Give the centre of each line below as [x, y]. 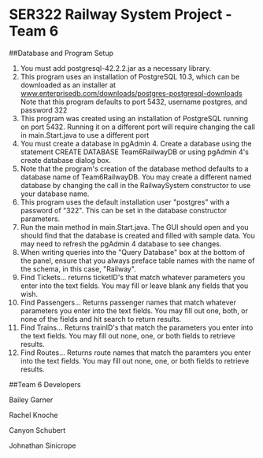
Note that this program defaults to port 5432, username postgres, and [133, 102]
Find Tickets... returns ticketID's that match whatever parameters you [133, 277]
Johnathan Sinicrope [43, 445]
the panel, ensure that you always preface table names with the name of [137, 260]
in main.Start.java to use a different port [85, 135]
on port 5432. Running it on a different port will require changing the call [137, 127]
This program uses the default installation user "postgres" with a [125, 201]
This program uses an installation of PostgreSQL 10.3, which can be [130, 76]
